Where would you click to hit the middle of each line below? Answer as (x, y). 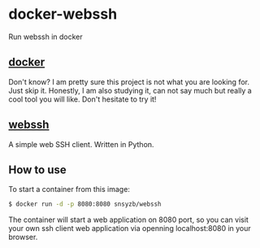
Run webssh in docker (45, 37)
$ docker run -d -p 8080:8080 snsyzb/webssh (85, 204)
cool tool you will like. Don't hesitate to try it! (82, 99)
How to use (37, 170)
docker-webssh (63, 14)
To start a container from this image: (69, 189)
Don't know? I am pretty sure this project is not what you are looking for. (129, 81)
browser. (23, 237)
